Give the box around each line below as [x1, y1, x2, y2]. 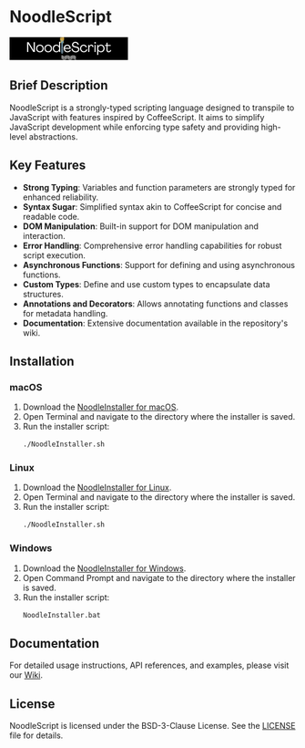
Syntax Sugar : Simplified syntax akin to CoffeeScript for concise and [22, 201, 282, 212]
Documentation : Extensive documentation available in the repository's [22, 317, 289, 328]
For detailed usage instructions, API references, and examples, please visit [9, 660, 290, 671]
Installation [9, 353, 75, 369]
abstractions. [28, 130, 78, 142]
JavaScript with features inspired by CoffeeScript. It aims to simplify [9, 111, 265, 122]
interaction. [22, 230, 66, 241]
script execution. [22, 249, 86, 261]
